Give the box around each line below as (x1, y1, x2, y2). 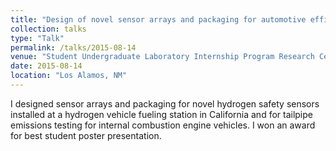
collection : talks (10, 24, 87, 34)
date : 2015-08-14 (10, 61, 83, 71)
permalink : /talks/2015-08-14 (10, 42, 137, 53)
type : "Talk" (10, 33, 65, 43)
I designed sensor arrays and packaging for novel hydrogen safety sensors (10, 97, 320, 110)
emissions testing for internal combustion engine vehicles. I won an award (10, 119, 316, 131)
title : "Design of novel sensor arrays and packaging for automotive (10, 14, 307, 25)
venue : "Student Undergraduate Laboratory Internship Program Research (10, 52, 315, 62)
